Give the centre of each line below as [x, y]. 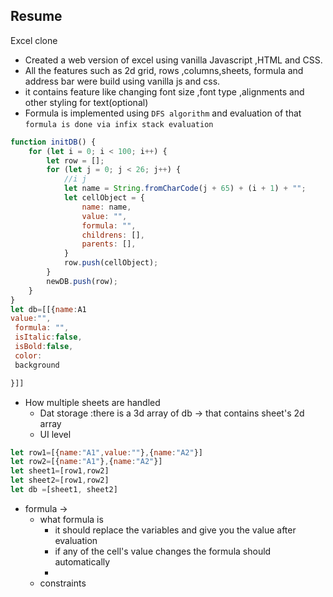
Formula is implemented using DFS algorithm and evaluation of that [163, 113]
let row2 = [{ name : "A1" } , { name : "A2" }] [86, 462]
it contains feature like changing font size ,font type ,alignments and [164, 91]
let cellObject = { [104, 198]
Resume [36, 16]
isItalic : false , [48, 337]
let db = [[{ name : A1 [48, 309]
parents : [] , [109, 244]
